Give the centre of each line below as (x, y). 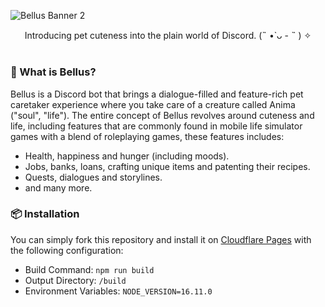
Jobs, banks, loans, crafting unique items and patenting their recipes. (167, 166)
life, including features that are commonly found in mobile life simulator (156, 126)
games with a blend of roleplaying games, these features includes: (147, 136)
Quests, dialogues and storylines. (93, 177)
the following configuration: (67, 250)
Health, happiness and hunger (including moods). (127, 156)
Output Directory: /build (75, 280)
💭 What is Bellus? (53, 72)
